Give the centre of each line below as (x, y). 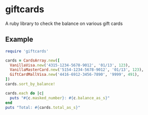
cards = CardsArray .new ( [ (32, 60)
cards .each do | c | (25, 93)
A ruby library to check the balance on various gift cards (64, 23)
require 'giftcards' (27, 51)
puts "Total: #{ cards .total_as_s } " (43, 107)
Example (19, 39)
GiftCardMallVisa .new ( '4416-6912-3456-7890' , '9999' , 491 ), (75, 75)
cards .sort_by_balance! (30, 84)
